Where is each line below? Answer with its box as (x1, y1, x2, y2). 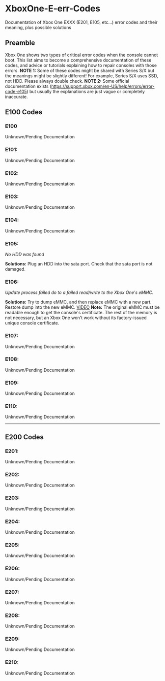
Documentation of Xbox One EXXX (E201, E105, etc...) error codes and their (5, 19, 158, 25)
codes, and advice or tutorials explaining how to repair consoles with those (5, 62, 157, 68)
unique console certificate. (5, 320, 59, 326)
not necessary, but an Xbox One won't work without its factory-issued (5, 315, 147, 321)
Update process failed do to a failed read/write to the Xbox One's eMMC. (5, 290, 154, 295)
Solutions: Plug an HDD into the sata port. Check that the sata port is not (5, 260, 153, 266)
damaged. (5, 266, 26, 272)
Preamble (5, 39, 35, 47)
